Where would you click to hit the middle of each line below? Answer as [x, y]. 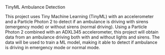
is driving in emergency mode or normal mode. [52, 47]
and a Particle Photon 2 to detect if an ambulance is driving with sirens [77, 22]
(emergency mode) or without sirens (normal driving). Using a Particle [76, 27]
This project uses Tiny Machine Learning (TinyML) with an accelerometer [80, 16]
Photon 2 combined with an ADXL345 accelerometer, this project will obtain [82, 32]
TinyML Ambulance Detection [35, 7]
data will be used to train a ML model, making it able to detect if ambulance [81, 42]
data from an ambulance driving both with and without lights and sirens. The [82, 37]
